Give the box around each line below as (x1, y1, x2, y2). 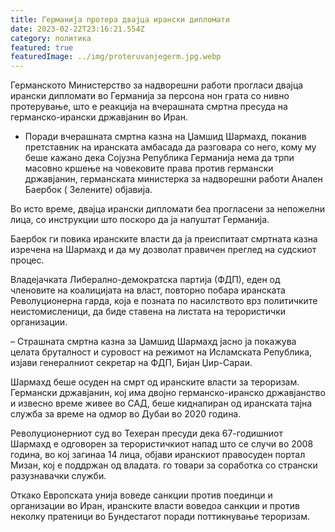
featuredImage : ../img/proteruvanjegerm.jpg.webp (10, 52, 222, 62)
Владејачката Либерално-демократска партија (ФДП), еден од (10, 274, 281, 286)
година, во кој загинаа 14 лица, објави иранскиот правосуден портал (10, 449, 306, 461)
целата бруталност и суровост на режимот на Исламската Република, (10, 346, 313, 358)
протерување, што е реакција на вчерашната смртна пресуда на (10, 101, 288, 113)
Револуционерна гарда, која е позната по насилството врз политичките (10, 295, 318, 307)
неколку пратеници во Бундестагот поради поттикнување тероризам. (10, 511, 311, 523)
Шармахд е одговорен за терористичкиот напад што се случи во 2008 (10, 438, 314, 450)
